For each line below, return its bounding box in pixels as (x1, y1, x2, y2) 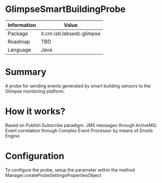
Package (7, 30, 28, 37)
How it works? (5, 106, 66, 117)
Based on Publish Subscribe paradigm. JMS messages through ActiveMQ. (5, 122, 158, 128)
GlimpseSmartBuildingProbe (5, 3, 126, 15)
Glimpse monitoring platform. (5, 88, 65, 94)
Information (7, 21, 36, 28)
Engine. (5, 132, 21, 138)
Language (7, 46, 31, 53)
